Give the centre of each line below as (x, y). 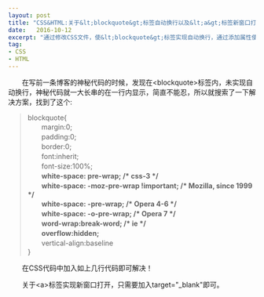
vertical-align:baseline (77, 243)
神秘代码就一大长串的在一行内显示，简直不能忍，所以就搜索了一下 (142, 92)
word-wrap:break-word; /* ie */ (94, 223)
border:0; (57, 147)
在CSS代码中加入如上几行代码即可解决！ (87, 268)
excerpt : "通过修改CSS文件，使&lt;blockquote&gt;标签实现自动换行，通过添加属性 (130, 37)
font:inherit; (60, 156)
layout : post (29, 15)
